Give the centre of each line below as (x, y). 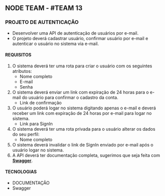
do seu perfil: (26, 134)
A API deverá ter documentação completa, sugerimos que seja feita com (86, 155)
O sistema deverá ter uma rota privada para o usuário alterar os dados (84, 129)
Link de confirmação (41, 102)
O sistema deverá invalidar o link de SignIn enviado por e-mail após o (83, 145)
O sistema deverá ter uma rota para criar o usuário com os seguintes (82, 66)
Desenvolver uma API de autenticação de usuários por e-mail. (75, 33)
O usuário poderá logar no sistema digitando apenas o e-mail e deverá (84, 108)
